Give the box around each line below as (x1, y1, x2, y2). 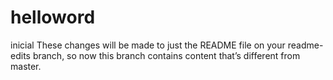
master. (10, 60, 42, 72)
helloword (10, 6, 96, 29)
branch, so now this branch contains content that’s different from (32, 49, 301, 61)
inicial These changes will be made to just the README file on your (10, 39, 286, 51)
